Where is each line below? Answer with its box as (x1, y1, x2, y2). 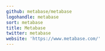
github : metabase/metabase (6, 8, 72, 15)
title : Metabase (6, 25, 46, 31)
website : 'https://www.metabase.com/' (6, 36, 101, 42)
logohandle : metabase (6, 14, 59, 20)
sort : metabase (6, 19, 43, 25)
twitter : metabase (6, 30, 51, 36)
